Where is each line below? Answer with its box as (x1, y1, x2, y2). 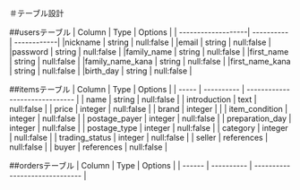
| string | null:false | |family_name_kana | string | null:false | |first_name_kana (9, 56, 291, 66)
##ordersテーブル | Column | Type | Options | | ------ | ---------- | (9, 160, 253, 170)
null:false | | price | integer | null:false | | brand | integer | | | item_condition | (9, 104, 288, 114)
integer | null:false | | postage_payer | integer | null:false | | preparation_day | (9, 113, 292, 124)
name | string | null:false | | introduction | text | (86, 94, 257, 105)
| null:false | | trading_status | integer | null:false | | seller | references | (9, 133, 269, 142)
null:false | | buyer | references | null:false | (9, 142, 168, 152)
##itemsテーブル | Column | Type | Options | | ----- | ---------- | (9, 84, 244, 94)
